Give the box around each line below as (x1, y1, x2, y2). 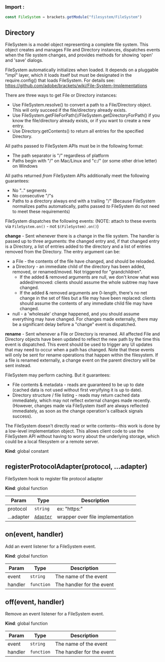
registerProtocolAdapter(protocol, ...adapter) (5, 463, 148, 471)
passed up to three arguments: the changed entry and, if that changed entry (5, 238, 160, 244)
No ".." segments (12, 187, 47, 193)
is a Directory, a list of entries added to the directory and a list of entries (5, 243, 151, 249)
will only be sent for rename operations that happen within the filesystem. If (5, 352, 159, 358)
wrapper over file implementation (57, 513, 134, 520)
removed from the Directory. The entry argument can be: (5, 248, 121, 254)
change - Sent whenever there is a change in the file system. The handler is (5, 233, 160, 238)
